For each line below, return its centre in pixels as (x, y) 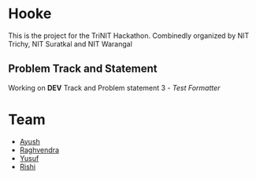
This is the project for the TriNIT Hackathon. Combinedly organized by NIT (129, 35)
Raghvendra (39, 150)
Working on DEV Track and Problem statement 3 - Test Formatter (114, 88)
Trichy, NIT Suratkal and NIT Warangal (70, 43)
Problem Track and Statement (83, 69)
